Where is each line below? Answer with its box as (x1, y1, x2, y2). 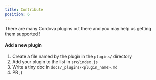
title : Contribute (5, 7, 43, 12)
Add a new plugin (5, 42, 42, 48)
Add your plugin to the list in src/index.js (12, 58, 98, 65)
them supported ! (5, 31, 41, 37)
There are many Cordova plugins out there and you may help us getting (5, 25, 152, 31)
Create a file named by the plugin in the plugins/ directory (12, 53, 132, 59)
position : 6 (5, 12, 30, 17)
